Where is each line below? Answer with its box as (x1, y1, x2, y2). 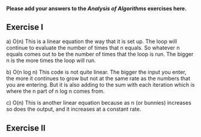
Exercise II (6, 123, 46, 133)
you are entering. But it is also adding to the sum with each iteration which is (6, 81, 195, 89)
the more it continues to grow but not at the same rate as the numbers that (6, 75, 191, 82)
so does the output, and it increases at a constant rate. (6, 105, 142, 113)
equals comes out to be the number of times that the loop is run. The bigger (6, 51, 194, 58)
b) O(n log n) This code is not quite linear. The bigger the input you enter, (6, 69, 187, 76)
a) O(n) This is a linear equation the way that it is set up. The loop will (6, 38, 177, 45)
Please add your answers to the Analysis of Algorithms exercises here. (6, 5, 187, 12)
